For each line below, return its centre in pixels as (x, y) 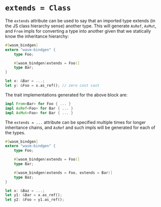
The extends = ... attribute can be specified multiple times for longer (75, 122)
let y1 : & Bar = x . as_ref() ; (34, 195)
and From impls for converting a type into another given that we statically (78, 31)
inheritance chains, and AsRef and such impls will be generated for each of (80, 127)
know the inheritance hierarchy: (37, 36)
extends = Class (38, 8)
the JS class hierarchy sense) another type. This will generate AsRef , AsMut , (81, 26)
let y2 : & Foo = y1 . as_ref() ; (35, 200)
